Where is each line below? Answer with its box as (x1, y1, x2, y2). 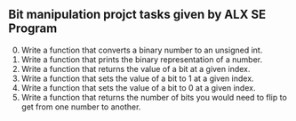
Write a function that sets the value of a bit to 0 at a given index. (20, 82, 256, 93)
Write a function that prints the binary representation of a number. (20, 53, 263, 65)
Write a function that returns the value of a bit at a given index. (20, 63, 251, 74)
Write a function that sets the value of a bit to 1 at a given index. (20, 73, 254, 84)
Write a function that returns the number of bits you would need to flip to (20, 92, 288, 102)
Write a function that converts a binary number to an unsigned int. (20, 44, 263, 55)
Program (8, 21, 58, 36)
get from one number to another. (20, 101, 141, 112)
